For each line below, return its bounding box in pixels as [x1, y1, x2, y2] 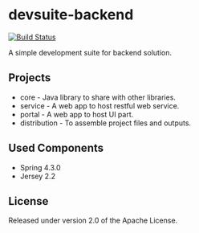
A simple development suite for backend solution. [8, 47, 173, 57]
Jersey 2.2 [19, 171, 56, 181]
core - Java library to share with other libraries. [19, 92, 177, 102]
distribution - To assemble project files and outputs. [19, 118, 191, 128]
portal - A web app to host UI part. [19, 109, 134, 119]
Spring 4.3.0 [19, 162, 62, 172]
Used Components [8, 141, 104, 155]
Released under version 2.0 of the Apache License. [8, 215, 178, 226]
